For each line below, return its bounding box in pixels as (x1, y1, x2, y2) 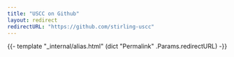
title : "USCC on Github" (7, 10, 80, 17)
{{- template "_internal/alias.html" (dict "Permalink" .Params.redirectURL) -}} (7, 42, 228, 51)
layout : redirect (7, 17, 58, 24)
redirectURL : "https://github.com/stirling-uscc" (7, 23, 155, 30)
